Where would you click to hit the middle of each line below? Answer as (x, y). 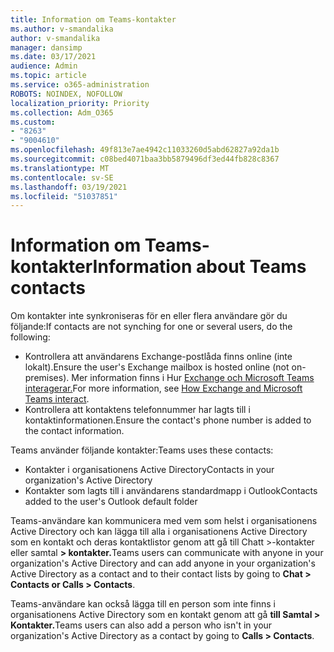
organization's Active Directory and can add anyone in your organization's (163, 563)
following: (30, 337)
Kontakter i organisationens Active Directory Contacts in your (149, 470)
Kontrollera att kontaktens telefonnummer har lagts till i (137, 410)
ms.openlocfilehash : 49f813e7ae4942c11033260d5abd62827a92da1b (145, 150)
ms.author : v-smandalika (62, 29)
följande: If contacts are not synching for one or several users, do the (151, 327)
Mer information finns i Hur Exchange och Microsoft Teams (193, 378)
